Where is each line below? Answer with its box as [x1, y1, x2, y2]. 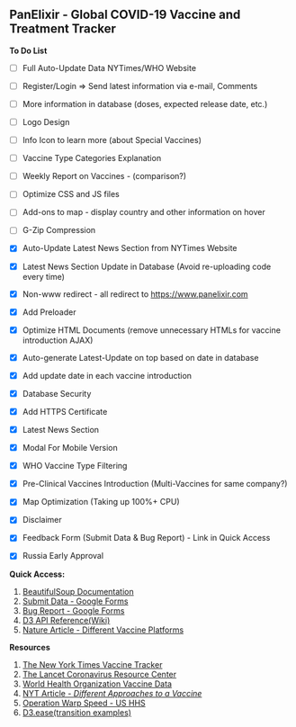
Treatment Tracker [9, 22, 117, 37]
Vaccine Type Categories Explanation [22, 153, 162, 164]
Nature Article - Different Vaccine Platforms [22, 624, 184, 635]
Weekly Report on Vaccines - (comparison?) [22, 171, 187, 182]
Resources [9, 642, 51, 652]
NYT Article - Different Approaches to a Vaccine [22, 687, 202, 698]
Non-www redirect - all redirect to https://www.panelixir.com [22, 288, 249, 300]
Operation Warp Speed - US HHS [22, 697, 146, 708]
